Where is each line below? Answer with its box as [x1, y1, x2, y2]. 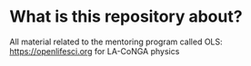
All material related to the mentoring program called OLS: [9, 36, 223, 47]
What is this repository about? [9, 6, 243, 27]
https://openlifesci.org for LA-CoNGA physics [9, 45, 180, 56]
